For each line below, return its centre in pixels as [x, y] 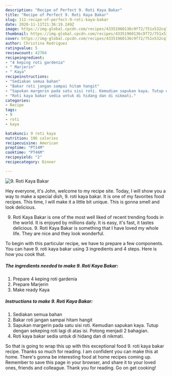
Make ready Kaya [31, 290]
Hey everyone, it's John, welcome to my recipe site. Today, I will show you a [86, 191]
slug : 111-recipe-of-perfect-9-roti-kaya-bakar [57, 19]
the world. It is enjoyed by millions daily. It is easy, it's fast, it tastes [83, 223]
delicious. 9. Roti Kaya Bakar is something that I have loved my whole [85, 228]
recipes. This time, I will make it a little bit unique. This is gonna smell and [82, 202]
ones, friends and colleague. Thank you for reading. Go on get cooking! [81, 368]
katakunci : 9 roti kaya [31, 134]
